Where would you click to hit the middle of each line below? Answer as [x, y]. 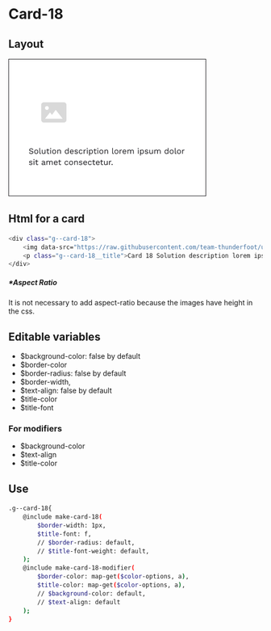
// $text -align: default [79, 602]
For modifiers [35, 429]
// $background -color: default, [92, 593]
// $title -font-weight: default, [94, 551]
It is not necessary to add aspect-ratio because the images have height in [131, 303]
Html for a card [47, 219]
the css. [21, 311]
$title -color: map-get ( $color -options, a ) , [111, 585]
